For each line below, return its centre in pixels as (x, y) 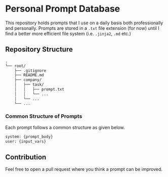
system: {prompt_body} (29, 137)
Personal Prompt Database (63, 9)
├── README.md (29, 75)
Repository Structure (39, 49)
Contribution (26, 157)
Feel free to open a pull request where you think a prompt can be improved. (84, 169)
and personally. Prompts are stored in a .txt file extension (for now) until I (82, 28)
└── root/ (16, 66)
